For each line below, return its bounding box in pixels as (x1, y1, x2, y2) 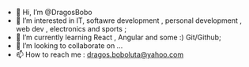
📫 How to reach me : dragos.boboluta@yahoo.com (15, 50, 184, 59)
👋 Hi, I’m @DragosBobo (15, 8, 92, 17)
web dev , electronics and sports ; (15, 24, 127, 33)
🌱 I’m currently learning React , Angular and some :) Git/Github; (15, 32, 221, 42)
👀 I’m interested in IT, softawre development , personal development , (15, 16, 243, 25)
